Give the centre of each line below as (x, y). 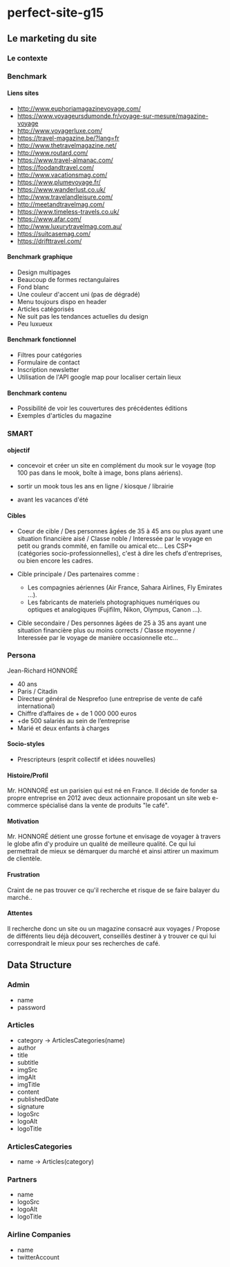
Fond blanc (33, 287)
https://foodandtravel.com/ (56, 167)
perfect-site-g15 (56, 13)
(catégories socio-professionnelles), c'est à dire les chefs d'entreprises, (119, 553)
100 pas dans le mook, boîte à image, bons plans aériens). (100, 473)
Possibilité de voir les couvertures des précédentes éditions (102, 408)
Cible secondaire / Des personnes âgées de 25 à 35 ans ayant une (112, 623)
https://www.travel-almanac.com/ (65, 160)
